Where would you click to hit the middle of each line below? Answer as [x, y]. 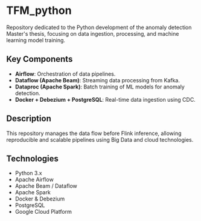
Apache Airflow [34, 180]
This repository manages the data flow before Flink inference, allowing [94, 133]
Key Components [40, 59]
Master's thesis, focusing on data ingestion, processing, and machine [93, 33]
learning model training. [36, 40]
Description [29, 119]
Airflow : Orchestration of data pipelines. [65, 74]
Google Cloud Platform [43, 212]
